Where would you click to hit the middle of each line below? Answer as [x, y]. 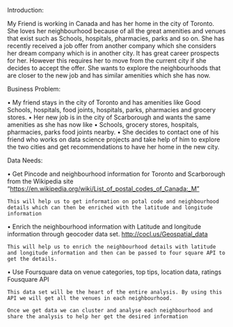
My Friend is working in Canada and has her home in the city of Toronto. [111, 23]
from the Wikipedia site [40, 181]
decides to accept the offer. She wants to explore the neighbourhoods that [114, 68]
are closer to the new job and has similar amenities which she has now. [109, 75]
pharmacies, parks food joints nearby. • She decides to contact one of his [113, 132]
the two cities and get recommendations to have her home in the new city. [113, 147]
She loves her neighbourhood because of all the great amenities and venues [116, 31]
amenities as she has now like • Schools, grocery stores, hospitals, [103, 124]
